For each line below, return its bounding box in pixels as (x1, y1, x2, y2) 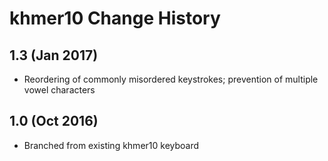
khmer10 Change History (9, 7, 221, 30)
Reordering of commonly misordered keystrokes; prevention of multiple (23, 73, 319, 85)
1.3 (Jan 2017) (9, 47, 99, 64)
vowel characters (23, 84, 96, 96)
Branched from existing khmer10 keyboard (23, 139, 200, 151)
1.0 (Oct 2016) (9, 113, 99, 130)
